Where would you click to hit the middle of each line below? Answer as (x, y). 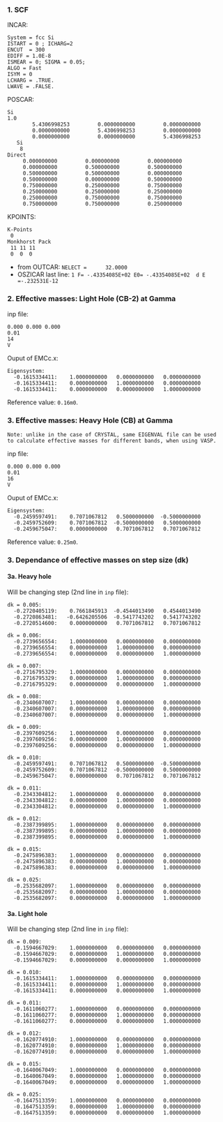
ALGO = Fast (24, 68)
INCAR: (17, 25)
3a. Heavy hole (30, 577)
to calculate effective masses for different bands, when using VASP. (112, 441)
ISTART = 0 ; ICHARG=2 (40, 44)
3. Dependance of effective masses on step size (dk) (98, 560)
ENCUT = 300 (26, 50)
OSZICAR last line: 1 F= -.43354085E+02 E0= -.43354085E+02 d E (111, 274)
